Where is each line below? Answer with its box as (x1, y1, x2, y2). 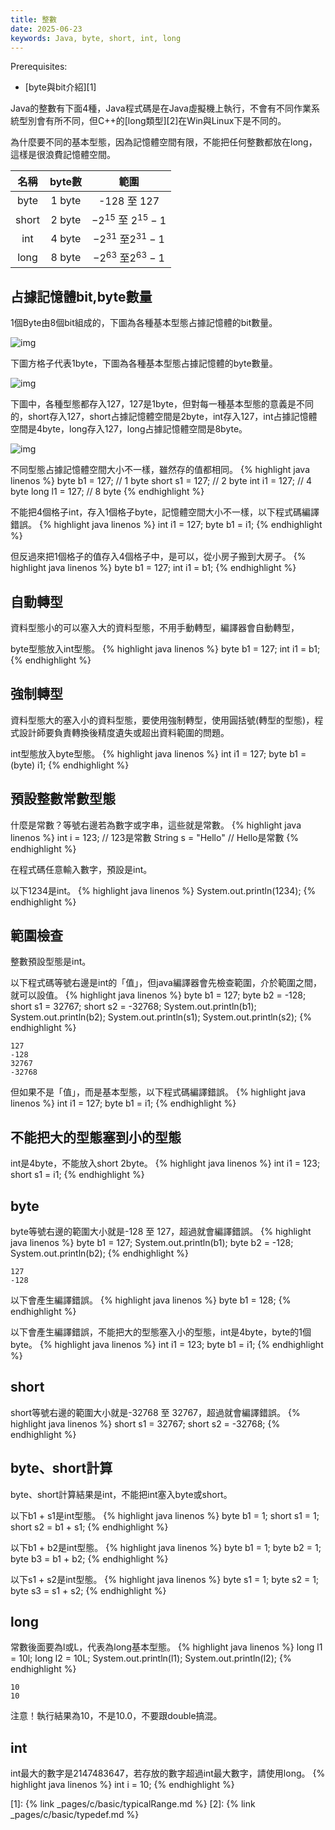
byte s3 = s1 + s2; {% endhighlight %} (10, 1584, 167, 1596)
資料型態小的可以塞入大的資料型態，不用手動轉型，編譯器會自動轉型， (10, 621, 300, 633)
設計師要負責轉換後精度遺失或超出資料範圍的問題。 (18, 726, 230, 738)
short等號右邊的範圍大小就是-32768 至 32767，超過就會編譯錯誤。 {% (10, 1406, 301, 1418)
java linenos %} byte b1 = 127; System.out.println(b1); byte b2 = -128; (10, 1237, 294, 1249)
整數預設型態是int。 (10, 956, 92, 968)
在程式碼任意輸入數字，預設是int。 (10, 863, 153, 875)
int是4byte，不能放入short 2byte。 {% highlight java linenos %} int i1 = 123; (10, 1157, 321, 1170)
